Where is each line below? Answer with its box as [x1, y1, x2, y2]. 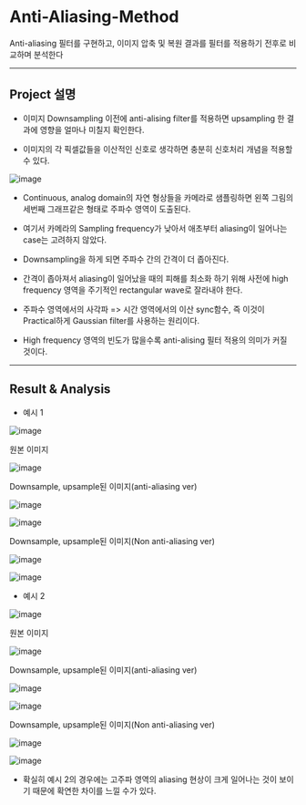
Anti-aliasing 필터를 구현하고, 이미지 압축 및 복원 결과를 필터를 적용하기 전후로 [9, 37, 287, 48]
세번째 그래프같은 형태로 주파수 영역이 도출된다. [22, 203, 191, 214]
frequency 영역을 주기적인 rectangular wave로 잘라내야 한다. [22, 284, 243, 295]
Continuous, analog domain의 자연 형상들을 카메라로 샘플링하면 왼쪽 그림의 [22, 191, 294, 202]
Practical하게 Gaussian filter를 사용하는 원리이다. [22, 315, 200, 325]
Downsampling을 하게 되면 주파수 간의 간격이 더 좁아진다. [22, 253, 229, 264]
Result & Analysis [9, 381, 111, 397]
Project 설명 [9, 87, 76, 102]
